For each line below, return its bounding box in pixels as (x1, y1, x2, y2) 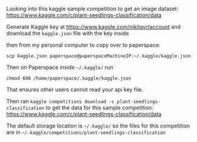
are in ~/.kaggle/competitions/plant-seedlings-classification (6, 129, 166, 135)
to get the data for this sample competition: (45, 104, 153, 111)
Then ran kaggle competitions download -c (6, 98, 115, 105)
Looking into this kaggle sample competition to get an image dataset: (6, 5, 179, 12)
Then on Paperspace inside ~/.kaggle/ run (6, 63, 113, 71)
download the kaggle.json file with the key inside (6, 30, 129, 37)
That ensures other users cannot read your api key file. (6, 86, 144, 93)
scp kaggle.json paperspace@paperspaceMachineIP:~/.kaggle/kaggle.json (6, 53, 191, 59)
